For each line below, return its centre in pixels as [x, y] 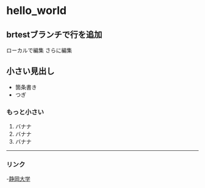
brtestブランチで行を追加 [54, 34]
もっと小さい [25, 112]
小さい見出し [31, 71]
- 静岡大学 [18, 179]
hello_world [37, 11]
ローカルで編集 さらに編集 [39, 50]
